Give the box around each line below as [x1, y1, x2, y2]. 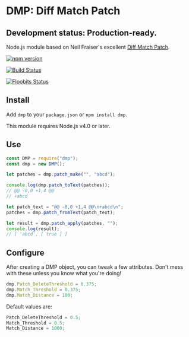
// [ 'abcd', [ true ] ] [6, 231, 68, 237]
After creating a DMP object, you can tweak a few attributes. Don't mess [6, 263, 184, 271]
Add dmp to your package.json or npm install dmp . [6, 111, 128, 118]
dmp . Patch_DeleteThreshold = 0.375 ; [6, 281, 97, 287]
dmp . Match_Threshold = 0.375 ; [6, 287, 81, 293]
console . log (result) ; [6, 225, 60, 232]
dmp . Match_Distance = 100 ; [6, 292, 73, 298]
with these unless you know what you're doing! [6, 270, 122, 277]
